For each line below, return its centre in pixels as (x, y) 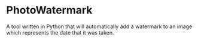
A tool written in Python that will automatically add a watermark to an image (99, 26)
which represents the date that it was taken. (60, 32)
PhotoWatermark (49, 10)
